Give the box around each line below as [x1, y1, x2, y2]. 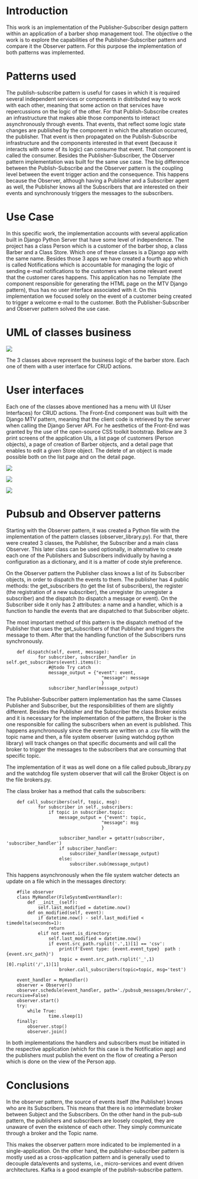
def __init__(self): [27, 899, 78, 905]
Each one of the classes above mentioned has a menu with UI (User [6, 403, 171, 410]
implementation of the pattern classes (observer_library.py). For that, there [6, 533, 188, 540]
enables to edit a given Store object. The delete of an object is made [6, 447, 173, 454]
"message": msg [101, 820, 139, 826]
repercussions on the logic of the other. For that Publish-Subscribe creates [6, 108, 189, 115]
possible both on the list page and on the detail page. [6, 453, 136, 460]
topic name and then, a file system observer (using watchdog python [6, 733, 174, 740]
